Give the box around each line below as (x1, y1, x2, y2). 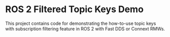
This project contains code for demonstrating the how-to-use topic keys (5, 20, 156, 26)
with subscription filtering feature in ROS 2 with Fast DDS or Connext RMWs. (5, 25, 165, 31)
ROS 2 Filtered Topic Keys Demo (5, 4, 144, 15)
